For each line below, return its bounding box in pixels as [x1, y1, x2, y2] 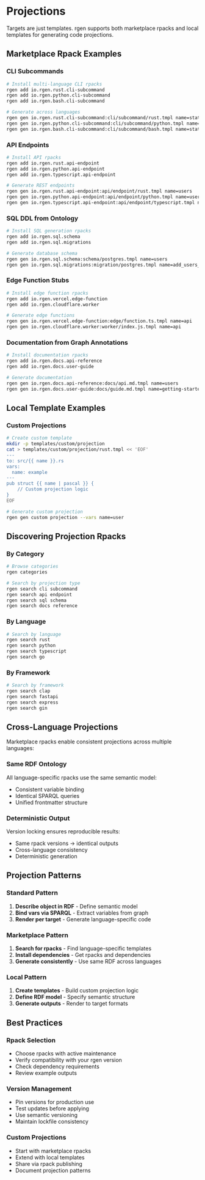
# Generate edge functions [6, 312, 75, 319]
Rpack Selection [6, 1036, 56, 1044]
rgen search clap [6, 688, 51, 695]
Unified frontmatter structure [15, 798, 88, 806]
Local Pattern [6, 973, 47, 981]
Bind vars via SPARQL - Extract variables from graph [15, 909, 149, 916]
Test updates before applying [15, 1105, 90, 1112]
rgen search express [6, 699, 59, 706]
